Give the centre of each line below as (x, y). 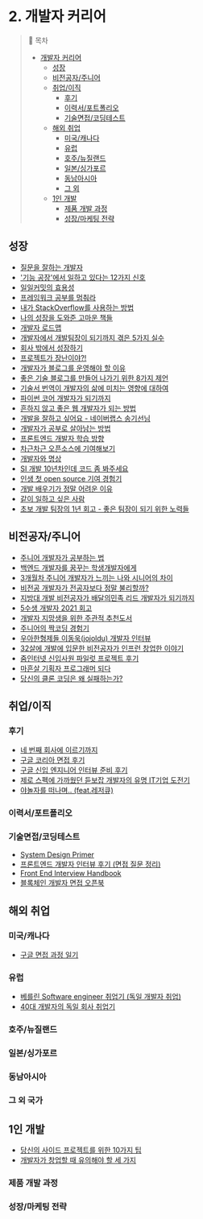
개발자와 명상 (41, 458)
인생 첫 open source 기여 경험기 (71, 478)
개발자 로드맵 (41, 328)
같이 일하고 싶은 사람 (52, 498)
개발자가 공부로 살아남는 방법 (65, 428)
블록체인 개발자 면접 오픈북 (62, 883)
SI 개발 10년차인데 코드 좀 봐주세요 (74, 469)
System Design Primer (57, 855)
